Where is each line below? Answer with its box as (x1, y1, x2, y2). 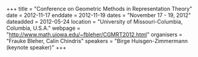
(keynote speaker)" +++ (6, 44, 67, 51)
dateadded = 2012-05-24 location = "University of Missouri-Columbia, (6, 18, 183, 25)
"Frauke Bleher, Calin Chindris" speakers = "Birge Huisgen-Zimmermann (6, 38, 188, 44)
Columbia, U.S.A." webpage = (6, 24, 81, 32)
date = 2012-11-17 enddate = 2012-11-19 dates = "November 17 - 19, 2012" (6, 12, 191, 19)
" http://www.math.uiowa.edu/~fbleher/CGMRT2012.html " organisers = (6, 31, 183, 38)
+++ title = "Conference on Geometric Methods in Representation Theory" (6, 5, 193, 12)
